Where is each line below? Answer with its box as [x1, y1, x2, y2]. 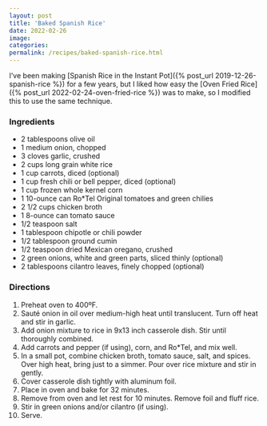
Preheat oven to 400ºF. [20, 300, 98, 309]
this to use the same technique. [9, 97, 113, 106]
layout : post [9, 11, 53, 20]
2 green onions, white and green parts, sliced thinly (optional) [20, 253, 224, 263]
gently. [20, 368, 44, 377]
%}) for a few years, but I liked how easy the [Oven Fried [52, 79, 239, 89]
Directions [9, 281, 50, 293]
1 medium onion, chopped [20, 143, 106, 153]
